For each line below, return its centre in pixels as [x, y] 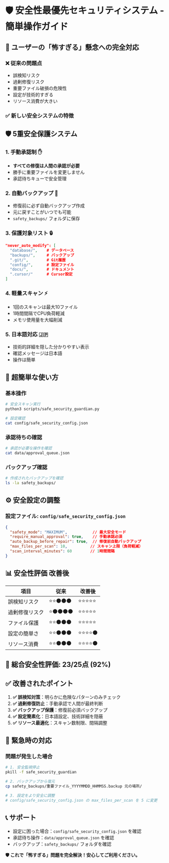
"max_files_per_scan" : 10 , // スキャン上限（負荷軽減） [77, 547]
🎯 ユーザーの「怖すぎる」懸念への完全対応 [72, 47]
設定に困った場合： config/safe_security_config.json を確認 [77, 831]
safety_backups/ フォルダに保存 [46, 218]
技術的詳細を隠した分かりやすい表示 [51, 347]
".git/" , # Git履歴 [38, 260]
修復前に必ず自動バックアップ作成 [49, 205]
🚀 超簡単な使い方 [32, 377]
